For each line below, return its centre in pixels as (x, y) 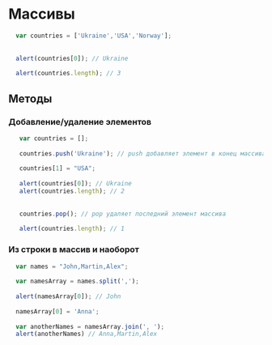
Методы (30, 98)
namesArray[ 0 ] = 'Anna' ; (57, 311)
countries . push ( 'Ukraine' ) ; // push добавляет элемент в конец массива (142, 153)
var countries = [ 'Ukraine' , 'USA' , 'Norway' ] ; (94, 36)
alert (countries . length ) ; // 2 (72, 191)
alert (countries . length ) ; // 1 (72, 229)
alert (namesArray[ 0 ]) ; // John (68, 296)
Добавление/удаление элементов (80, 121)
